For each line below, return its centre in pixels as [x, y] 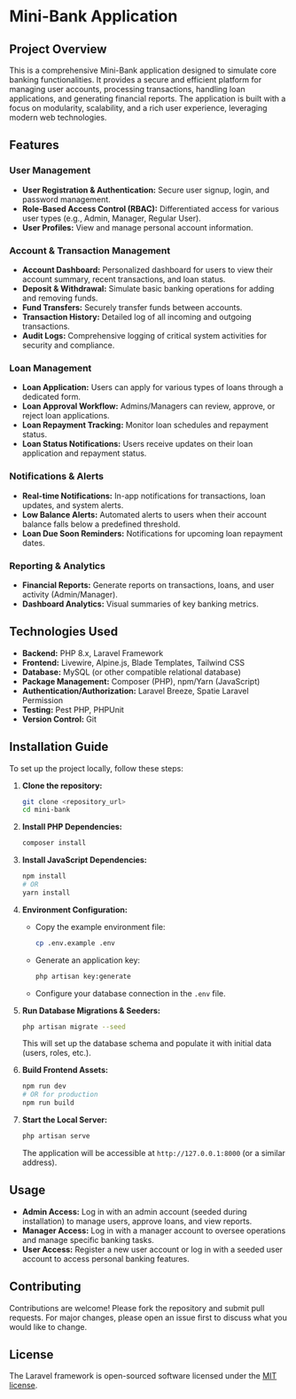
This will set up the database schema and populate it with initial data [147, 1043]
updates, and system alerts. [73, 505]
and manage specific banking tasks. [88, 1239]
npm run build [48, 1103]
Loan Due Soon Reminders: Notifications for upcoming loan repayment [152, 533]
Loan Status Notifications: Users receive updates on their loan [137, 444]
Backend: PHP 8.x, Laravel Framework [93, 653]
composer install [54, 843]
